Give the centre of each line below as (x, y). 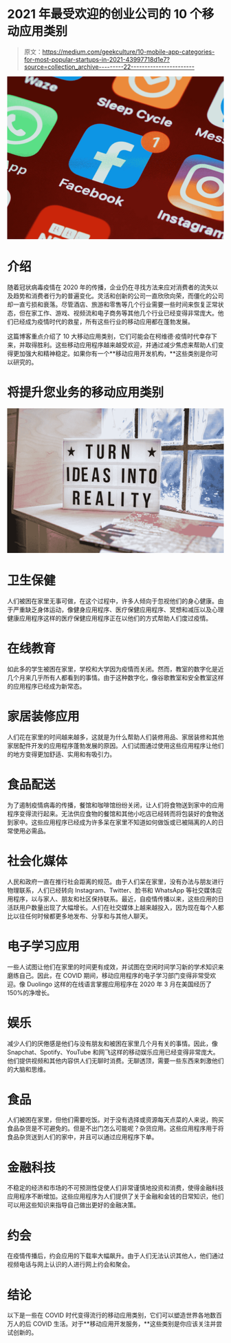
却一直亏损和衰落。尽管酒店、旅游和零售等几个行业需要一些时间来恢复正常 (112, 304)
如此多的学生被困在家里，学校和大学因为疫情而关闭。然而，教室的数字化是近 (115, 669)
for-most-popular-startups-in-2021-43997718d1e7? (97, 59)
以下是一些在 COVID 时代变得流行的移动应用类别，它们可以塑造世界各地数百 (114, 1315)
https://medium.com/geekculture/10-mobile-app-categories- (129, 52)
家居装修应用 (44, 717)
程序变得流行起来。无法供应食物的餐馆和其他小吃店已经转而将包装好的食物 (112, 813)
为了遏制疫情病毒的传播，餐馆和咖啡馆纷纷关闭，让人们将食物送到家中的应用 (115, 805)
